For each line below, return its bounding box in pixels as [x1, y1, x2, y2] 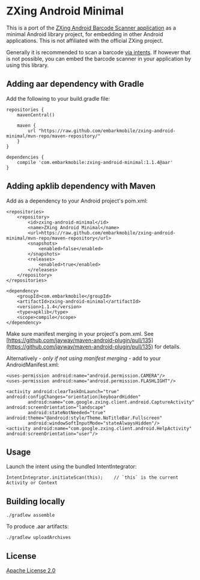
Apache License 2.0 [6, 567, 56, 574]
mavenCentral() [17, 112, 55, 118]
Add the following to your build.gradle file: [6, 95, 110, 102]
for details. [154, 342, 181, 350]
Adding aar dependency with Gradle [6, 79, 144, 89]
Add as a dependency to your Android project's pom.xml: [6, 197, 148, 204]
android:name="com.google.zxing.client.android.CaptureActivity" [28, 399, 195, 405]
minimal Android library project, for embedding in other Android [6, 30, 163, 37]
